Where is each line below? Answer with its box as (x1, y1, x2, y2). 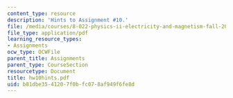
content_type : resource (7, 10, 76, 17)
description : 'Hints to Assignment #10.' (7, 17, 129, 23)
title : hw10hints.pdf (7, 74, 70, 81)
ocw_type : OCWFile (7, 49, 60, 56)
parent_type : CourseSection (7, 61, 89, 68)
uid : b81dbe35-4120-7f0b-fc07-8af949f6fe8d (7, 81, 135, 88)
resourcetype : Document (7, 68, 76, 75)
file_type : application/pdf (7, 29, 89, 37)
